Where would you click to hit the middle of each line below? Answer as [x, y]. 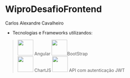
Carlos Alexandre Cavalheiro [34, 23]
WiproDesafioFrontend [54, 9]
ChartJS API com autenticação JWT [80, 70]
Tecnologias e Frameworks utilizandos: [53, 32]
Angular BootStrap [61, 53]
